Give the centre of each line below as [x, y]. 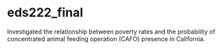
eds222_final [45, 13]
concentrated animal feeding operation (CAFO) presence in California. [106, 38]
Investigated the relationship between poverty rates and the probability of [111, 32]
